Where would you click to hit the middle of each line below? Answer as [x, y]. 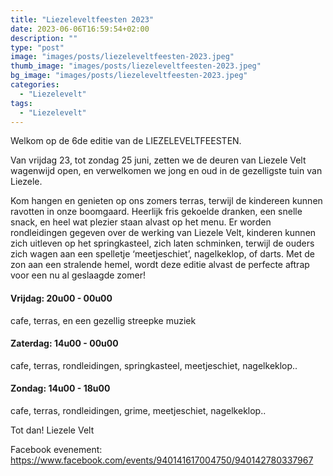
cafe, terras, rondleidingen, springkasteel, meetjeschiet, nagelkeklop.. [154, 365]
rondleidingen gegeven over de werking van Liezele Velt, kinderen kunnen [163, 233]
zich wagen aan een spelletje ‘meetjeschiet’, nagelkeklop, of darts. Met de [163, 254]
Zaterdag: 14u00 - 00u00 [64, 343]
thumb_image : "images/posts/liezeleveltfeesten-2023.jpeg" [136, 66]
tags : [21, 103]
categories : [35, 85]
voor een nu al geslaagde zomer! [78, 275]
